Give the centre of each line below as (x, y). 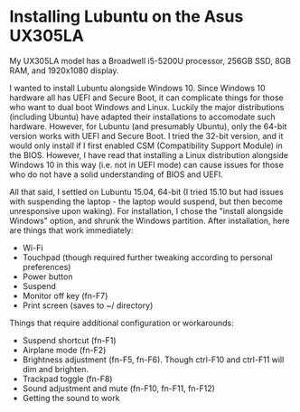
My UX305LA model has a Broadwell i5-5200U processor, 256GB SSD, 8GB (150, 61)
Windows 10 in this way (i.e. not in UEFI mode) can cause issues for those (147, 164)
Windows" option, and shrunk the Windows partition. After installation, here (150, 220)
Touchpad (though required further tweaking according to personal (147, 257)
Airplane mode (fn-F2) (64, 350)
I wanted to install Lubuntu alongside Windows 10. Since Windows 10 (137, 88)
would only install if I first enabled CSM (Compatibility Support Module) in (146, 145)
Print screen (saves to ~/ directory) (88, 305)
